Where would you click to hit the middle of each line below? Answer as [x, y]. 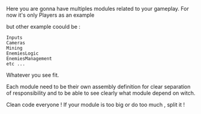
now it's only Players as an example [50, 15]
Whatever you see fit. [33, 75]
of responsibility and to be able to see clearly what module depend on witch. [101, 93]
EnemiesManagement [29, 59]
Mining [14, 48]
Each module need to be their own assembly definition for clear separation [98, 87]
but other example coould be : [43, 27]
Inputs [14, 38]
